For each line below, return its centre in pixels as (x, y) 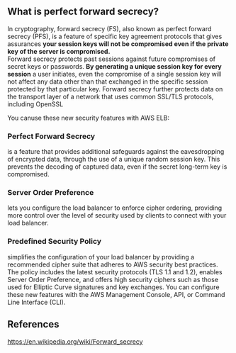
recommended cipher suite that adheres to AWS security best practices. (113, 264)
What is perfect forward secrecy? (83, 12)
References (33, 324)
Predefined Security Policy (54, 242)
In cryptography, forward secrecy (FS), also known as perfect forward (109, 28)
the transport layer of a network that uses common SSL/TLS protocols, (111, 96)
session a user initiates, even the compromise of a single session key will (114, 74)
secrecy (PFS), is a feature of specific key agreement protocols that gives (115, 36)
